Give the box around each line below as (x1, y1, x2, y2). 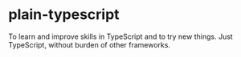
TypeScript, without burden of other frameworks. (8, 40, 171, 49)
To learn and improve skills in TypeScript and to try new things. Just (8, 32, 233, 41)
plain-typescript (8, 6, 120, 24)
